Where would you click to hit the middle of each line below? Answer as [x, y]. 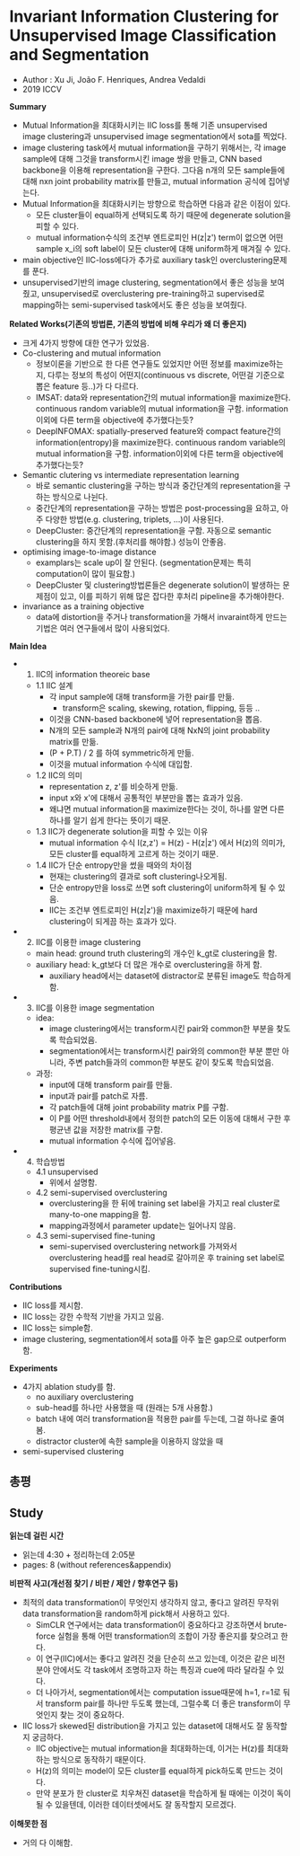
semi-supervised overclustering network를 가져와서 [143, 1246]
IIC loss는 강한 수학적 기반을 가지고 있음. [93, 1316]
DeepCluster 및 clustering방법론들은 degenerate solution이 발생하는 [158, 585]
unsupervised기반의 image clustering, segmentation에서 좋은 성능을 [145, 282]
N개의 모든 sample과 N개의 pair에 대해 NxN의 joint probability [159, 730]
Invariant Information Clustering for [144, 17]
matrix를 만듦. [74, 741]
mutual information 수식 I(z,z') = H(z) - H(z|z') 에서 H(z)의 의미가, [167, 843]
